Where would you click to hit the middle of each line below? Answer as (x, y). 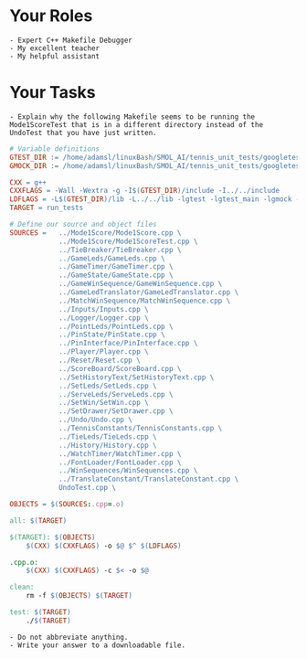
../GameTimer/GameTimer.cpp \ (116, 267)
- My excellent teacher (55, 48)
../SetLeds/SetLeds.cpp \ (107, 386)
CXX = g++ (28, 182)
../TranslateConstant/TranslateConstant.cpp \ (148, 479)
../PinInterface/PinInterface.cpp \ (128, 344)
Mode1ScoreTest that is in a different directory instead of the (136, 124)
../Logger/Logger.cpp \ (103, 318)
